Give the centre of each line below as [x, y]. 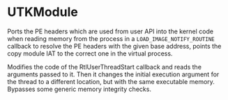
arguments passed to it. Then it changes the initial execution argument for [113, 74]
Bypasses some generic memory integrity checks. [79, 89]
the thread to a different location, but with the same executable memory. [111, 81]
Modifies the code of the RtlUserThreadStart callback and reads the [105, 67]
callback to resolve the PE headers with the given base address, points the [114, 46]
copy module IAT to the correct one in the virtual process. [90, 53]
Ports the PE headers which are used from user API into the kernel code [111, 31]
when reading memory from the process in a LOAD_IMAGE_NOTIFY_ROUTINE [111, 38]
